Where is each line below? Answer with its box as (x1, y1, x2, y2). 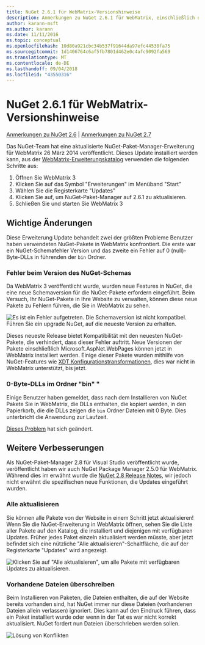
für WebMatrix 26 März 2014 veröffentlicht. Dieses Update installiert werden (6, 149, 198, 156)
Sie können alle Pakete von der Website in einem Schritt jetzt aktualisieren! (6, 514, 194, 521)
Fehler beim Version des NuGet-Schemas (6, 268, 132, 277)
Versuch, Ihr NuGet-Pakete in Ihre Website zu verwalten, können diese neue (6, 296, 198, 303)
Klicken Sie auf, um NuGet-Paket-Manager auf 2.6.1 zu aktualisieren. (15, 194, 187, 201)
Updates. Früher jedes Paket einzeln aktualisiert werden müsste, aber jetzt (6, 533, 193, 541)
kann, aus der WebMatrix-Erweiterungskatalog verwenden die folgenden (6, 156, 189, 163)
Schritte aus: (6, 162, 38, 170)
